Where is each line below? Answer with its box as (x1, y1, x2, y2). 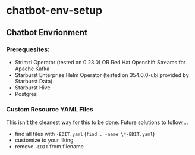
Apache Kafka (14, 65, 50, 72)
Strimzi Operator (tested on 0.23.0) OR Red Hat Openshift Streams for (14, 58, 186, 66)
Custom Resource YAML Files (6, 105, 93, 113)
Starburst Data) (14, 77, 53, 85)
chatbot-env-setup (6, 4, 103, 17)
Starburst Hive (14, 84, 51, 91)
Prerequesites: (6, 45, 50, 54)
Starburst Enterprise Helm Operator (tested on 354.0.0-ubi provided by (14, 71, 189, 78)
